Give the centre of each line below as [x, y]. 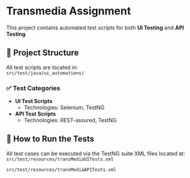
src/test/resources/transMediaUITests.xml [60, 159]
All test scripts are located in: [42, 67]
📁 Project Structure [43, 53]
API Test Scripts [35, 114]
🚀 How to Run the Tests [50, 139]
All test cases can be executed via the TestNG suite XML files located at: [96, 153]
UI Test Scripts [34, 101]
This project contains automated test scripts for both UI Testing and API [95, 28]
